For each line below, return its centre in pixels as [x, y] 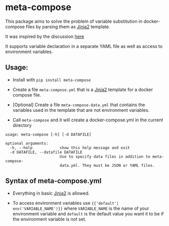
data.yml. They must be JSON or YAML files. [107, 165]
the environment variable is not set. [49, 219]
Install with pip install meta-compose [52, 79]
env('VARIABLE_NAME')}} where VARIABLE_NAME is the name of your [81, 208]
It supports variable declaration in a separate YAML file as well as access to [84, 46]
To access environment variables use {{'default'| [66, 203]
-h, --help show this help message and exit [70, 148]
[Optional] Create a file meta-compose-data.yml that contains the [79, 105]
